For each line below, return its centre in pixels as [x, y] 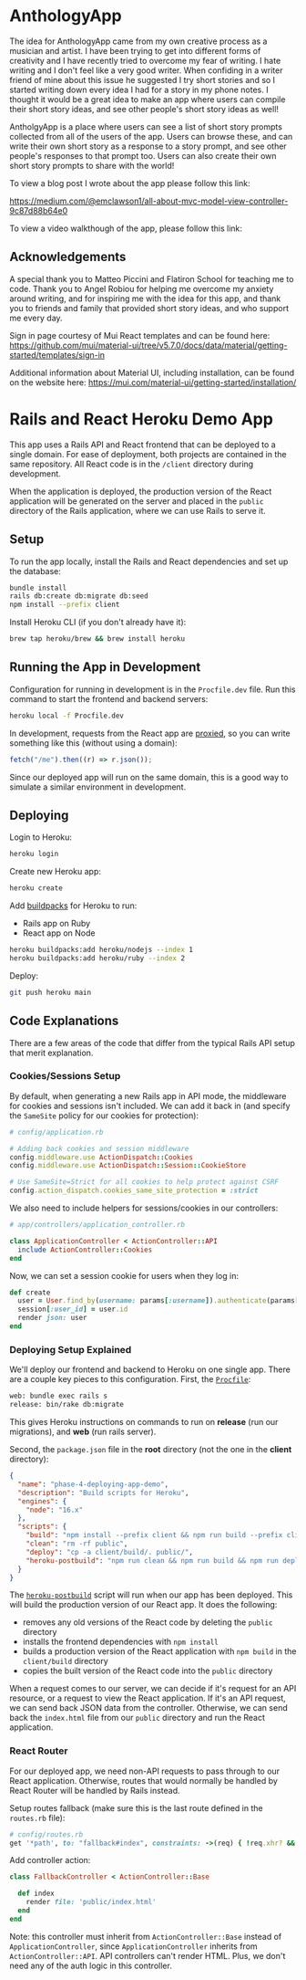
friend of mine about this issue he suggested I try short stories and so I [143, 79]
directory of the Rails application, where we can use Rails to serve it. [138, 510]
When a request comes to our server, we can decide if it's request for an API [153, 1689]
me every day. [36, 318]
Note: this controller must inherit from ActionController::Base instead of [146, 1936]
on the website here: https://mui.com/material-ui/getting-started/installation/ [153, 382]
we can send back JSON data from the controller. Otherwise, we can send [149, 1708]
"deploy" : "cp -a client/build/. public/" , [110, 1552]
